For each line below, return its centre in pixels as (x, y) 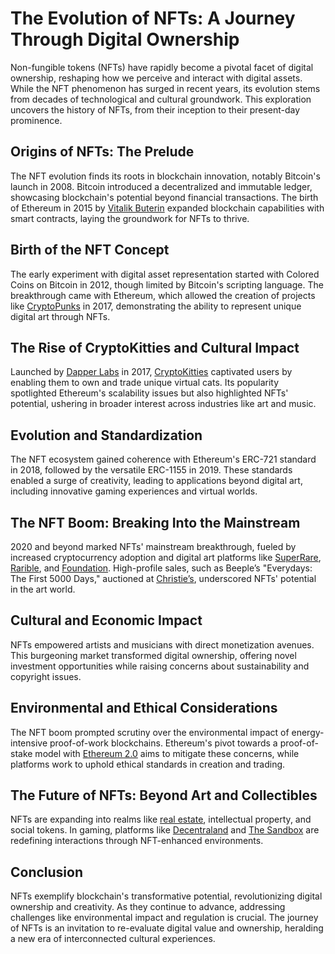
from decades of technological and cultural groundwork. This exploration (161, 99)
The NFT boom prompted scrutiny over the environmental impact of (150, 732)
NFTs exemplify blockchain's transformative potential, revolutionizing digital (166, 896)
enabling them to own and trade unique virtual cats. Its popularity (145, 383)
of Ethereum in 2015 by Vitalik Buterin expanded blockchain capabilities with (167, 208)
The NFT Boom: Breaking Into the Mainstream (155, 522)
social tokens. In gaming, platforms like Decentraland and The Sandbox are (165, 830)
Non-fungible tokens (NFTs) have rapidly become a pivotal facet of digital (162, 67)
